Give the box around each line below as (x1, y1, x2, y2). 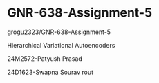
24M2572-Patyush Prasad (7, 54, 83, 63)
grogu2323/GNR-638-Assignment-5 (7, 28, 111, 36)
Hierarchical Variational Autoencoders (7, 41, 115, 49)
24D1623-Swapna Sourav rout (7, 68, 94, 76)
